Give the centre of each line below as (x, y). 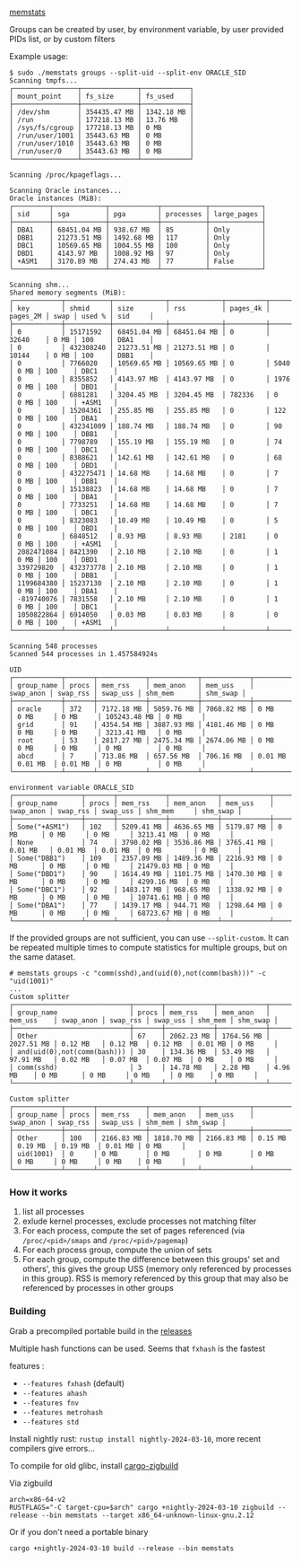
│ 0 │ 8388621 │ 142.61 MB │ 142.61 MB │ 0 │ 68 (146, 458)
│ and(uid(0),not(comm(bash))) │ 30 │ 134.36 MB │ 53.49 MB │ (140, 1052)
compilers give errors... (52, 1448)
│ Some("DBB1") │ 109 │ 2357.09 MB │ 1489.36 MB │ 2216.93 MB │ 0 (146, 858)
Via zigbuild (31, 1483)
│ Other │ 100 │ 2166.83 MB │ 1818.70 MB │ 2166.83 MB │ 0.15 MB (148, 1138)
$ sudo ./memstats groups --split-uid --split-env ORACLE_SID (128, 73)
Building (28, 1312)
